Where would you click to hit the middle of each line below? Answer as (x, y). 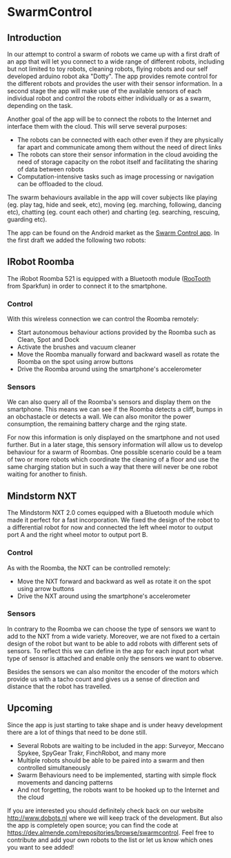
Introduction (34, 38)
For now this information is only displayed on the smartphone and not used (113, 437)
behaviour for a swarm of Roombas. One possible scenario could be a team (114, 452)
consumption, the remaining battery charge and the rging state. (97, 424)
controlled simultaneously (54, 767)
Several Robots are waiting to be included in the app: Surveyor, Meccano (120, 745)
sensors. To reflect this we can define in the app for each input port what (111, 650)
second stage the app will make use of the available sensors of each (104, 91)
